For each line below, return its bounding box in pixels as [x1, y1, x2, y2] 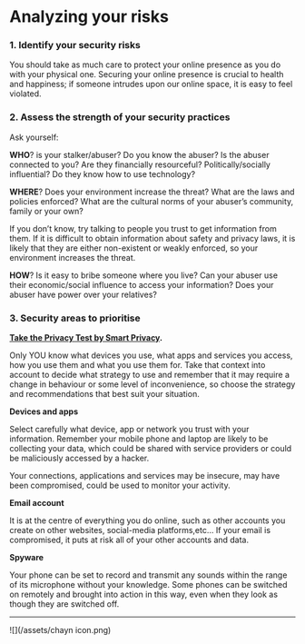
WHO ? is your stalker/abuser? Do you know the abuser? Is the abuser [9, 149, 270, 160]
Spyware [9, 552, 44, 563]
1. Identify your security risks [9, 39, 141, 52]
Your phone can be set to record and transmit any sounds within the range [9, 570, 288, 580]
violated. [9, 88, 43, 99]
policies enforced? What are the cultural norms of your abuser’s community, [9, 195, 294, 206]
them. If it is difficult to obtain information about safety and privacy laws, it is [9, 233, 296, 243]
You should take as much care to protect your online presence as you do [9, 59, 281, 70]
